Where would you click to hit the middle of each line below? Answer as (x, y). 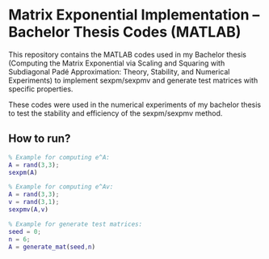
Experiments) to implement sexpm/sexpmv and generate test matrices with (133, 80)
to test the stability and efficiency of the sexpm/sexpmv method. (116, 113)
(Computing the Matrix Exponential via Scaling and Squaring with (117, 63)
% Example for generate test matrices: (76, 224)
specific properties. (41, 89)
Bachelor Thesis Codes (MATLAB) (125, 32)
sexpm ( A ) (23, 172)
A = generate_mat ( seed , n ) (52, 247)
